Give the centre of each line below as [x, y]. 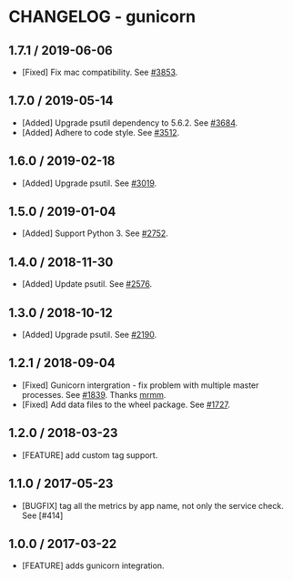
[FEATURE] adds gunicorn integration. [93, 565]
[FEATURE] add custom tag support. [90, 455]
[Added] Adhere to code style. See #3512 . [101, 132]
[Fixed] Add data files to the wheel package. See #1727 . [126, 404]
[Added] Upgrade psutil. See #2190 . [89, 335]
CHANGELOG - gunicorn [102, 17]
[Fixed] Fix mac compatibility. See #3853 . [100, 72]
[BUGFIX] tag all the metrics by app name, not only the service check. [152, 505]
